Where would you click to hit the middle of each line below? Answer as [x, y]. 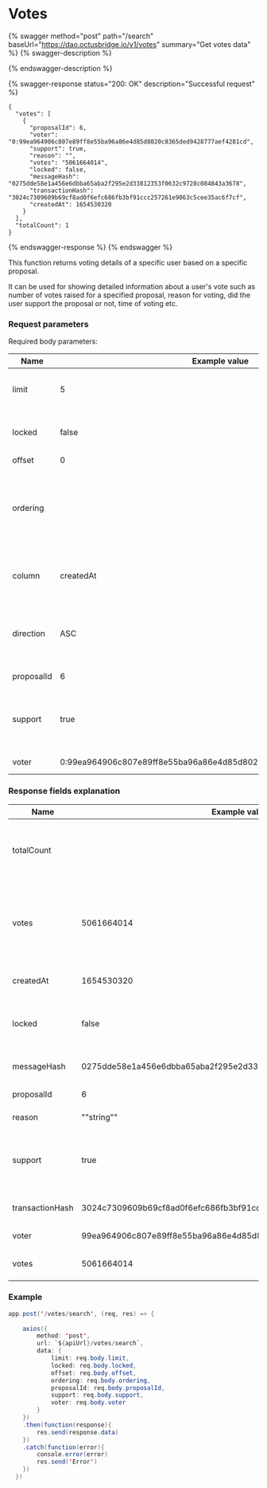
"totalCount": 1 [42, 225]
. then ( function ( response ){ [67, 1425]
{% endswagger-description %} [60, 68]
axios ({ [35, 1329]
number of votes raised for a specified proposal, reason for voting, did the [130, 295]
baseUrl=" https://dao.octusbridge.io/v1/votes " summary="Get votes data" [130, 44]
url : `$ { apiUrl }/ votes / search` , [91, 1344]
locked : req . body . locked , [93, 1365]
